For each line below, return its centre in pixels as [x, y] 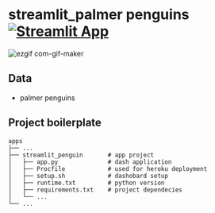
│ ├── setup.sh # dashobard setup [88, 176]
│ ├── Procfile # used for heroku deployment [108, 168]
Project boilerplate [55, 123]
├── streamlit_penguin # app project [81, 155]
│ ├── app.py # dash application [90, 162]
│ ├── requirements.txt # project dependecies [95, 190]
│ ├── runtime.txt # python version [86, 183]
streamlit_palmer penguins [99, 15]
